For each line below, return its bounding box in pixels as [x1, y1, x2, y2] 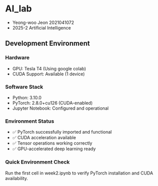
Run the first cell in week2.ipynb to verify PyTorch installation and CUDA [5, 170, 154, 176]
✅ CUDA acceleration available [12, 135, 76, 141]
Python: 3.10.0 [12, 94, 42, 100]
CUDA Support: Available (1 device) [12, 71, 85, 77]
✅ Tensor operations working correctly [12, 140, 93, 146]
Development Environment [5, 39, 90, 48]
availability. [5, 175, 28, 181]
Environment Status [5, 118, 54, 125]
